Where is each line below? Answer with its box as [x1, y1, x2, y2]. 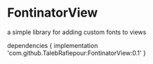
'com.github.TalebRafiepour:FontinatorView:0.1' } [7, 49, 147, 57]
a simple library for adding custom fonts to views [7, 28, 147, 36]
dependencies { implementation [7, 41, 98, 49]
